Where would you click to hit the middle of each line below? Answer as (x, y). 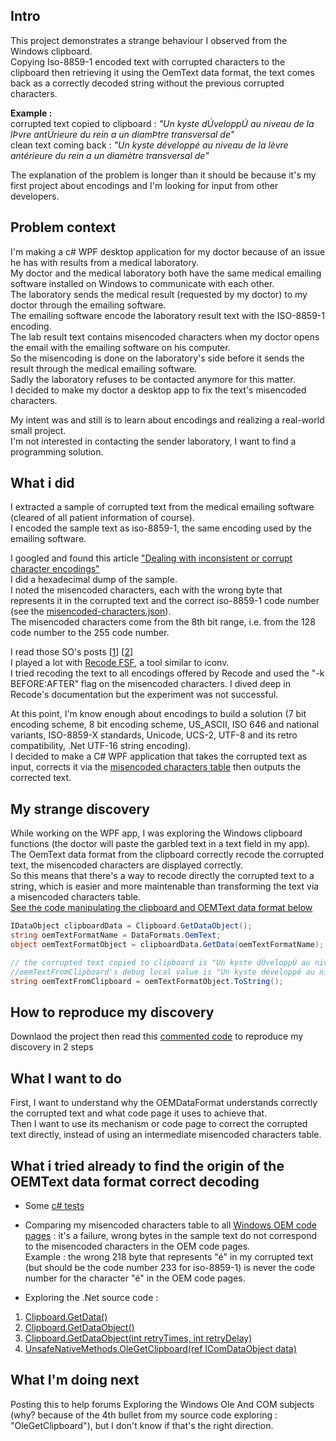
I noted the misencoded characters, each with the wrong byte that (146, 590)
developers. (35, 196)
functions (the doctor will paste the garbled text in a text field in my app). (160, 844)
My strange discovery (80, 809)
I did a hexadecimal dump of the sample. (94, 580)
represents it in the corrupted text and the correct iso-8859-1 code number (165, 601)
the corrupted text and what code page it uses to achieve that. (139, 1113)
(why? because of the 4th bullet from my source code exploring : (144, 1415)
